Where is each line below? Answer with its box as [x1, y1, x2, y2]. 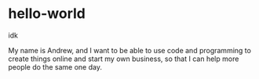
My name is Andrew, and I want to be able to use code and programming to [8, 45, 251, 55]
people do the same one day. [8, 62, 102, 71]
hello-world [8, 5, 86, 23]
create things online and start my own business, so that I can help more [8, 54, 239, 63]
